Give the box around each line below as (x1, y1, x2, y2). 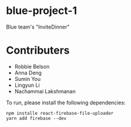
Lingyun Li (14, 82, 40, 89)
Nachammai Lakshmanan (14, 87, 76, 94)
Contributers (6, 44, 70, 57)
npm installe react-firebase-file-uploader (6, 110, 114, 116)
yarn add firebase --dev (6, 115, 67, 121)
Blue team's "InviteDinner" (6, 23, 70, 30)
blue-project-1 (6, 4, 77, 17)
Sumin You (14, 75, 41, 82)
